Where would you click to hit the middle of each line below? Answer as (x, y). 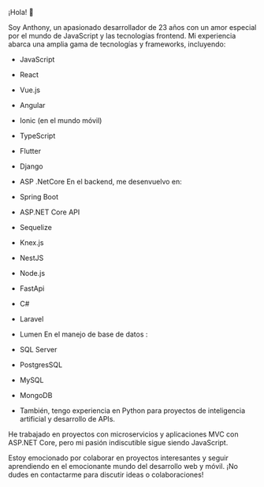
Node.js (32, 273)
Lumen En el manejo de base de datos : (84, 334)
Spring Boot (39, 197)
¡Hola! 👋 (21, 12)
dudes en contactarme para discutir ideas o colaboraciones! (106, 474)
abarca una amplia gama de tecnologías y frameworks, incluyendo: (117, 44)
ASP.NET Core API (50, 212)
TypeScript (37, 136)
